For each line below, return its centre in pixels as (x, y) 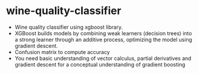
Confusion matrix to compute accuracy (62, 52)
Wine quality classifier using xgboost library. (69, 27)
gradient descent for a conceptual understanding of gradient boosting (100, 64)
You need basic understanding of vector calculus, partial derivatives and (103, 58)
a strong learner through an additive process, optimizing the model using (103, 39)
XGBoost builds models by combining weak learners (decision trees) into (103, 33)
